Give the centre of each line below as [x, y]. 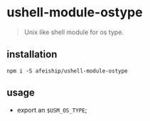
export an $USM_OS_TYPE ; [52, 110]
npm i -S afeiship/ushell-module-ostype [68, 71]
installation [32, 54]
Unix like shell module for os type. [74, 32]
